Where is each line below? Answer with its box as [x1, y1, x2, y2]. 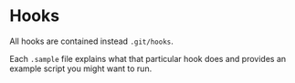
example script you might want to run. [9, 63, 153, 74]
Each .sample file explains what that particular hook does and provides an [9, 53, 287, 64]
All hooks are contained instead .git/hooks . [9, 36, 174, 47]
